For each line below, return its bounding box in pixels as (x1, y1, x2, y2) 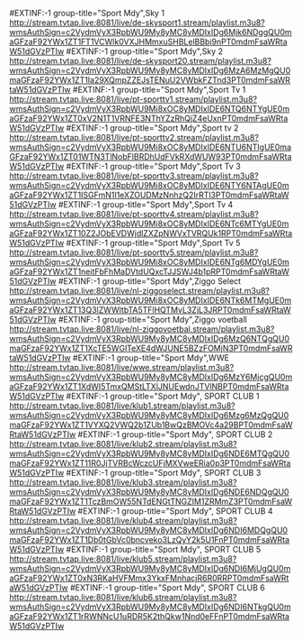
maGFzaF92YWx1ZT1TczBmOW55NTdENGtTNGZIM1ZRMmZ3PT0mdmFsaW (9, 496, 293, 507)
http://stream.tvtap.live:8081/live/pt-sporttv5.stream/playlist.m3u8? (9, 247, 259, 258)
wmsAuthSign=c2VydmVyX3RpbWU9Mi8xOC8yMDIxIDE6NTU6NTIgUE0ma (9, 142, 292, 152)
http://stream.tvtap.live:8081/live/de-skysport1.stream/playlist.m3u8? (9, 17, 265, 28)
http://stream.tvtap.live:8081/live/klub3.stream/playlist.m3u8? (9, 477, 237, 488)
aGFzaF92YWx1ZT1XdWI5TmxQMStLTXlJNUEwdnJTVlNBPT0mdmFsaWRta (9, 381, 289, 391)
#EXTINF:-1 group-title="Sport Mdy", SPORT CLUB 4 (77, 506, 273, 517)
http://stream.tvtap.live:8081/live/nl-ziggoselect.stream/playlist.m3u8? (9, 286, 271, 296)
